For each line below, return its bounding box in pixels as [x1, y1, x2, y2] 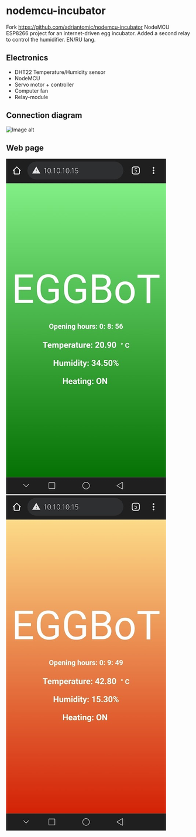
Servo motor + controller [14, 81, 74, 88]
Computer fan [14, 87, 49, 94]
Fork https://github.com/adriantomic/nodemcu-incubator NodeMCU [6, 23, 170, 30]
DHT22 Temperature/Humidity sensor [14, 69, 106, 76]
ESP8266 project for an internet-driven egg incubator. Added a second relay [6, 29, 190, 36]
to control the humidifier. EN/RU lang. [6, 36, 96, 43]
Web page [6, 142, 44, 153]
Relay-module [14, 93, 49, 100]
